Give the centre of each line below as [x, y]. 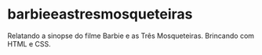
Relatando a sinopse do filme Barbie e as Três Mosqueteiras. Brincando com [131, 36]
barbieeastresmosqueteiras [100, 14]
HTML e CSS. [29, 43]
